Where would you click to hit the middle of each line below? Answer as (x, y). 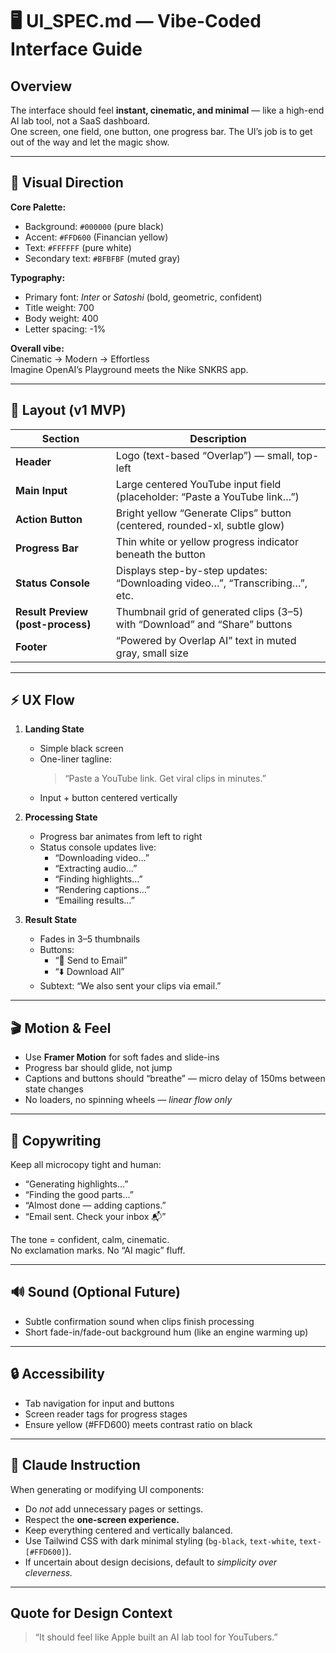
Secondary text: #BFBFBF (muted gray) (102, 258)
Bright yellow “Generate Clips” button (203, 513)
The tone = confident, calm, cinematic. (90, 1240)
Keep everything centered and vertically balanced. (128, 1530)
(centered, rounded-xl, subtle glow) (200, 525)
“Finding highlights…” (98, 879)
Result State (50, 920)
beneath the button (160, 554)
